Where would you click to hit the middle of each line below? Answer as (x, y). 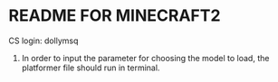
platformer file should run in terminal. (91, 68)
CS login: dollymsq (43, 41)
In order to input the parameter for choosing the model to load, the (145, 58)
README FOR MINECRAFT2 (115, 16)
